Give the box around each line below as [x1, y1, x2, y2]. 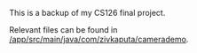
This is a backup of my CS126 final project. [9, 8, 166, 18]
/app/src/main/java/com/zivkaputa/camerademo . [9, 34, 189, 44]
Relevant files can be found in [9, 25, 118, 34]
